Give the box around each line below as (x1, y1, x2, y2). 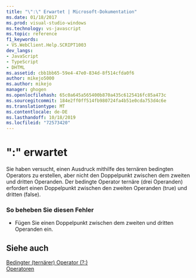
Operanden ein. (14, 225, 54, 233)
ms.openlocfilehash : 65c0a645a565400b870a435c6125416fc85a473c (6, 92, 167, 98)
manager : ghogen (6, 87, 46, 93)
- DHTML (6, 64, 26, 71)
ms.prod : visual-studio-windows (6, 20, 86, 26)
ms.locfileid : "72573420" (6, 120, 70, 126)
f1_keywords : (6, 36, 39, 42)
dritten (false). (6, 191, 41, 198)
